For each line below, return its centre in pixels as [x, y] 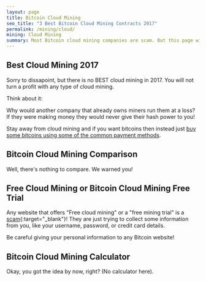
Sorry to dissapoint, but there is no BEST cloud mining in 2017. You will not [100, 80]
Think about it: [25, 98]
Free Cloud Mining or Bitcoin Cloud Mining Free [98, 188]
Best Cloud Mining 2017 [53, 65]
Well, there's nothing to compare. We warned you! [70, 169]
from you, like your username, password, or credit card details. [86, 226]
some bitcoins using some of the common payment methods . [84, 135]
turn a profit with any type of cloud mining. [60, 86]
